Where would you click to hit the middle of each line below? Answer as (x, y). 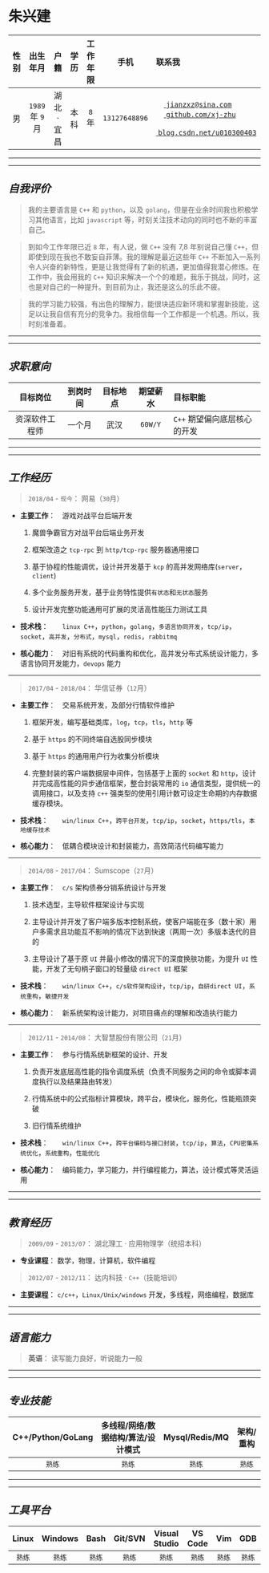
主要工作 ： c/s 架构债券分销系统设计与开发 (93, 888)
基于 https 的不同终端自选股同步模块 (92, 740)
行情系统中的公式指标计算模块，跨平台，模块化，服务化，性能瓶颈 (141, 1099)
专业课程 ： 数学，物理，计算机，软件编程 (88, 1261)
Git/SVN (129, 1539)
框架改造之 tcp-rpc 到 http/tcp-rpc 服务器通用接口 (116, 549)
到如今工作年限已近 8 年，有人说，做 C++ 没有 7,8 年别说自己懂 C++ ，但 (143, 246)
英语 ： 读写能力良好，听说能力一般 (85, 1358)
